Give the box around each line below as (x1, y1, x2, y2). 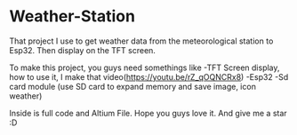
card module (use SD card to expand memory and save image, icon (9, 81, 256, 91)
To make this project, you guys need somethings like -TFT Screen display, (9, 62, 280, 73)
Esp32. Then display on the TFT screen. (9, 44, 156, 55)
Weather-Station (9, 6, 136, 27)
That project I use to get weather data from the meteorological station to (9, 36, 274, 46)
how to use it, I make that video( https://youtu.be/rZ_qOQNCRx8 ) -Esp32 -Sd (9, 71, 289, 82)
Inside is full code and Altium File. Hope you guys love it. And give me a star (9, 107, 287, 118)
